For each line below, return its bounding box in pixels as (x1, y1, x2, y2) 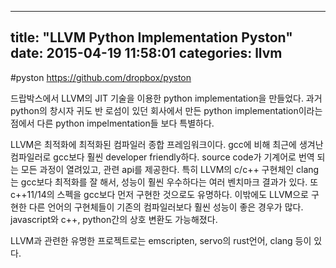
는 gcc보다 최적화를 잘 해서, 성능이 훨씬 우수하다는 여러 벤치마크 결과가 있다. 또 (10, 176, 319, 188)
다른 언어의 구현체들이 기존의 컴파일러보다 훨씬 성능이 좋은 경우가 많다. (28, 201, 304, 213)
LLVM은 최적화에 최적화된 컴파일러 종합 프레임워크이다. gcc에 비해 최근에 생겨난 (10, 138, 324, 150)
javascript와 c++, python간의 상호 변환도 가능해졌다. (10, 213, 218, 225)
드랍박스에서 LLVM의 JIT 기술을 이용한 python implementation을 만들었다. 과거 (10, 92, 323, 104)
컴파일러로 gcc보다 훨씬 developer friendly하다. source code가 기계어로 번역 (10, 151, 315, 163)
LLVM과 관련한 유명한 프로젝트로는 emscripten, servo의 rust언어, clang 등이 (10, 234, 312, 246)
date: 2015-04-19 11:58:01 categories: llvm (10, 45, 283, 62)
